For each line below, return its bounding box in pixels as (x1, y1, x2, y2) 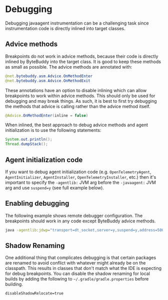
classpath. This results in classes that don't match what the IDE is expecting (5, 265, 161, 271)
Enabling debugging (5, 199, 69, 208)
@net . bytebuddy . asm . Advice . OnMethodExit (5, 78, 91, 83)
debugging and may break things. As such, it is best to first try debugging (5, 98, 157, 104)
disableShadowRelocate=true (5, 291, 64, 296)
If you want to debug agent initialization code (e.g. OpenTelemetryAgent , (5, 169, 151, 175)
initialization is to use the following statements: (5, 127, 101, 133)
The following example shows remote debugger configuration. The (5, 212, 143, 218)
